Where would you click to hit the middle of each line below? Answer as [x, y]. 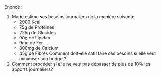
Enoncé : [14, 7]
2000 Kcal [30, 22]
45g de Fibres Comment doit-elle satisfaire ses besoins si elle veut [87, 53]
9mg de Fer [31, 43]
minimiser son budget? [43, 58]
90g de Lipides [35, 38]
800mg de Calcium [39, 48]
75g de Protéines [37, 27]
